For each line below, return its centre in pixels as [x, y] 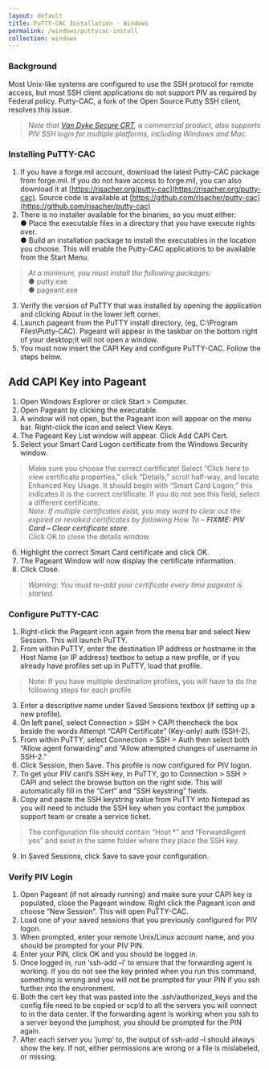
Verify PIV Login [41, 877]
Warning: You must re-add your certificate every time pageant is [135, 584]
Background [33, 67]
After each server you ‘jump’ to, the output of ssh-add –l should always [137, 1040]
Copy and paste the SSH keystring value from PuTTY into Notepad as [135, 799]
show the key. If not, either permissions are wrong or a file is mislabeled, [140, 1048]
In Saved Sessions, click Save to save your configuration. [114, 856]
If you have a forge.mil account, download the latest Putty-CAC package [139, 172]
